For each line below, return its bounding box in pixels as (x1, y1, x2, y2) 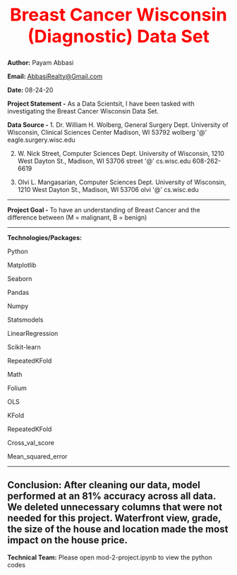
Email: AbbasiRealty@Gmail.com (7, 72, 103, 80)
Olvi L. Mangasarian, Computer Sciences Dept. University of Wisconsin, (17, 178, 227, 186)
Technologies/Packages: (7, 233, 83, 242)
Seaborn (7, 274, 32, 283)
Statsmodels (7, 315, 44, 324)
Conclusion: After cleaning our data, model (7, 479, 201, 491)
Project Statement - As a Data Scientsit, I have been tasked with (7, 99, 195, 108)
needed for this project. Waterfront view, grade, (7, 512, 221, 524)
